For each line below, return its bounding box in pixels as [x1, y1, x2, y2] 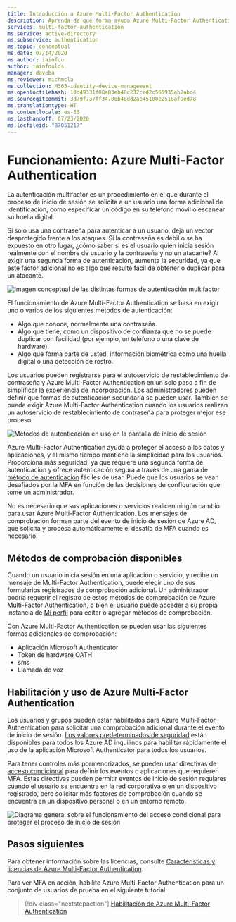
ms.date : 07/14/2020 [7, 50, 68, 57]
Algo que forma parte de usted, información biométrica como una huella [17, 350, 227, 358]
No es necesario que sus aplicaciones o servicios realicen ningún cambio [7, 502, 220, 510]
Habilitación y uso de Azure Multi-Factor [7, 686, 188, 698]
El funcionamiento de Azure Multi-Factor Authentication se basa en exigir [7, 299, 220, 307]
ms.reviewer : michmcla [7, 75, 74, 83]
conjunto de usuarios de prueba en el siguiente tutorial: [7, 885, 167, 894]
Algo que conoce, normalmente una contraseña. [17, 320, 158, 328]
